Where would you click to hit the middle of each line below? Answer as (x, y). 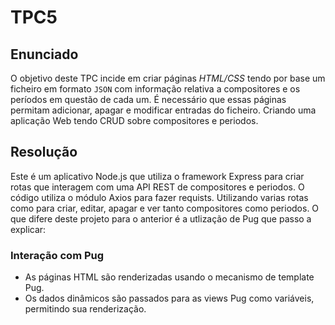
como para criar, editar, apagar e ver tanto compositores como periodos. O (165, 208)
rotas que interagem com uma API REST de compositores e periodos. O (157, 187)
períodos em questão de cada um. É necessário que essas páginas (148, 99)
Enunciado (44, 54)
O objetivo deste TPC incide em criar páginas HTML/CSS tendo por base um (168, 78)
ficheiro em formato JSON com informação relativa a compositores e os (155, 89)
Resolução (44, 152)
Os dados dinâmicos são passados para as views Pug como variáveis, (169, 298)
